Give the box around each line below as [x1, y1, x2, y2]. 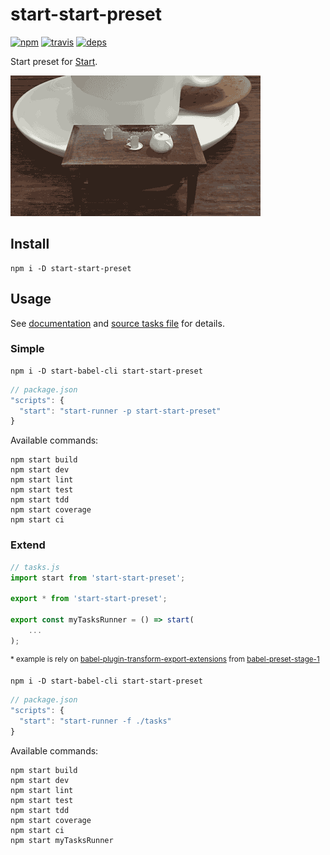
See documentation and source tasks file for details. [10, 317, 225, 329]
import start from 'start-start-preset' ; [10, 573, 186, 583]
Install [10, 236, 50, 253]
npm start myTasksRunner [10, 835, 114, 845]
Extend [10, 538, 46, 552]
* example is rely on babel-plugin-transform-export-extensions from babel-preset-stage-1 [10, 654, 320, 664]
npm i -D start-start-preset [10, 263, 132, 273]
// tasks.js [10, 562, 60, 572]
